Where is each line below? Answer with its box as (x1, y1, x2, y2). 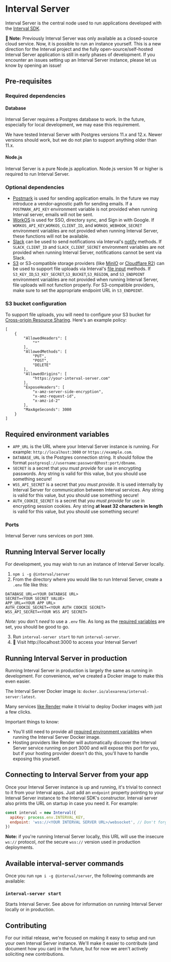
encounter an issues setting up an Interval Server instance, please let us (5, 57, 157, 63)
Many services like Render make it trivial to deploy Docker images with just (5, 703, 162, 709)
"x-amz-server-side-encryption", (32, 389, 103, 395)
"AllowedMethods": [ (23, 349, 67, 354)
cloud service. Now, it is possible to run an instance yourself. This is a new (5, 40, 161, 46)
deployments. (5, 844, 34, 850)
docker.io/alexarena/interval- (83, 689, 149, 694)
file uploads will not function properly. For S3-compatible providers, (12, 281, 155, 288)
